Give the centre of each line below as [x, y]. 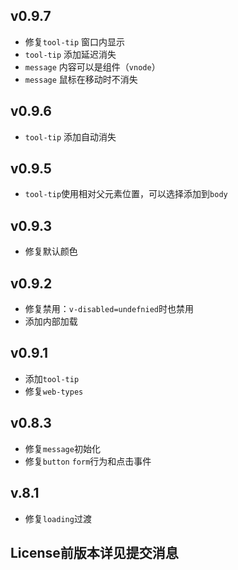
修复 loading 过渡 [58, 518]
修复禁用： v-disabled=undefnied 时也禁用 [109, 309]
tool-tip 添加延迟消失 [70, 54]
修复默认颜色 [51, 251]
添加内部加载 [51, 321]
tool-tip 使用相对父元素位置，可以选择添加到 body [126, 194]
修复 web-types [54, 391]
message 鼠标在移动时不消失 [81, 79]
